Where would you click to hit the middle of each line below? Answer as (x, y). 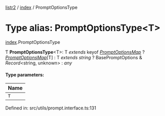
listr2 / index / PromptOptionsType (42, 7)
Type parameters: (25, 75)
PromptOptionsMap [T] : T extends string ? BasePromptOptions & (74, 57)
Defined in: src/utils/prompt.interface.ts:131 (51, 108)
